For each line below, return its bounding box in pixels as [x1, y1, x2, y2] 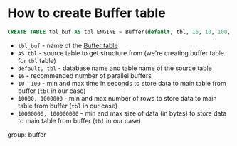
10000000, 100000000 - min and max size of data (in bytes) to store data [17, 108, 227, 118]
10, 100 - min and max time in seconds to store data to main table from [17, 79, 226, 87]
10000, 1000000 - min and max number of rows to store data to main [17, 94, 217, 102]
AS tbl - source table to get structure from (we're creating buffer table [17, 48, 225, 57]
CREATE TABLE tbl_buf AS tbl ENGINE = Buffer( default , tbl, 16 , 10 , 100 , [7, 28, 231, 35]
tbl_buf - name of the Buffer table [17, 41, 119, 50]
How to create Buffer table [7, 5, 166, 21]
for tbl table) [17, 56, 57, 64]
